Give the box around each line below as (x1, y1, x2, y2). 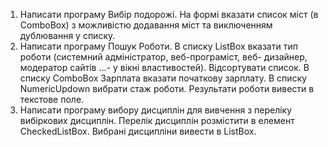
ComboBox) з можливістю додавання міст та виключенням (19, 19, 273, 31)
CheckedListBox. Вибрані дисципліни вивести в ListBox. (19, 125, 257, 137)
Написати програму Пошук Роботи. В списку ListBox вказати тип (19, 40, 298, 52)
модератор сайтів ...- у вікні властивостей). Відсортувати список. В (19, 62, 310, 73)
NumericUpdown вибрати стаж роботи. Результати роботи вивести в (19, 83, 315, 94)
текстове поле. (19, 94, 85, 105)
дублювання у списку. (19, 30, 116, 41)
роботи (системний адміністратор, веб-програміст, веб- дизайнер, (19, 51, 308, 63)
